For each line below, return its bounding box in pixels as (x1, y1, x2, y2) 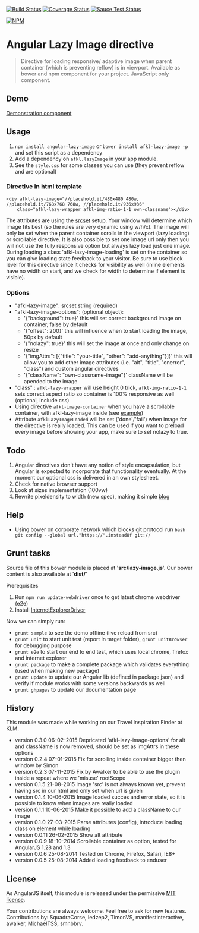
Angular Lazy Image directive (6, 38, 154, 52)
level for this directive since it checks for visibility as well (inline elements (6, 261, 185, 268)
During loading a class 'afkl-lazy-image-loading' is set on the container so (6, 248, 188, 256)
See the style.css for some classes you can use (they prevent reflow (14, 161, 185, 169)
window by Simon (14, 762, 59, 769)
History (6, 703, 34, 713)
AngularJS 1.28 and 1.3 (14, 844, 71, 851)
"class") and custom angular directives (23, 365, 119, 373)
